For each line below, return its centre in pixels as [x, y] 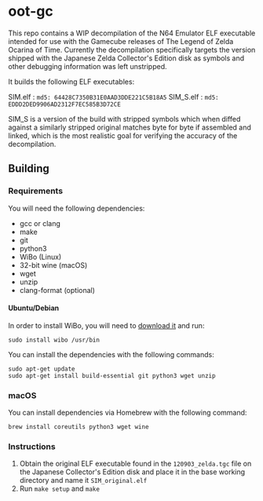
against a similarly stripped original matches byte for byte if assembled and [130, 127]
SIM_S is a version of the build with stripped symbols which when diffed [124, 119]
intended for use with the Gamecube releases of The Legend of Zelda [121, 41]
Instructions [32, 447]
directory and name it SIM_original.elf [83, 481]
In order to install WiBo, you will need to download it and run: [106, 325]
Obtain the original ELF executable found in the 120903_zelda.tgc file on [135, 464]
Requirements [36, 191]
